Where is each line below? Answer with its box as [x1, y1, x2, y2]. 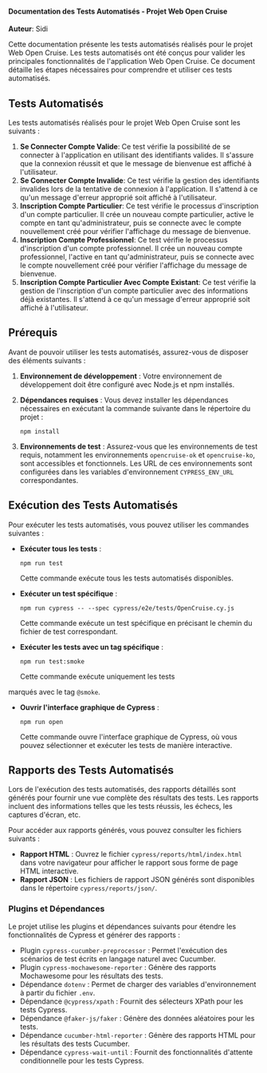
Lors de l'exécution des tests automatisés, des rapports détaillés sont [8, 785, 237, 794]
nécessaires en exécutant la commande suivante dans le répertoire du [19, 403, 251, 413]
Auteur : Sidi [8, 24, 49, 34]
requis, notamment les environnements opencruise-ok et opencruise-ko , [19, 449, 256, 459]
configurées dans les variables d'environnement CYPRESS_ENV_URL [19, 467, 234, 477]
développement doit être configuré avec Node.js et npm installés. [19, 379, 235, 389]
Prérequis [8, 326, 58, 339]
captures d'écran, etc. [8, 810, 81, 820]
